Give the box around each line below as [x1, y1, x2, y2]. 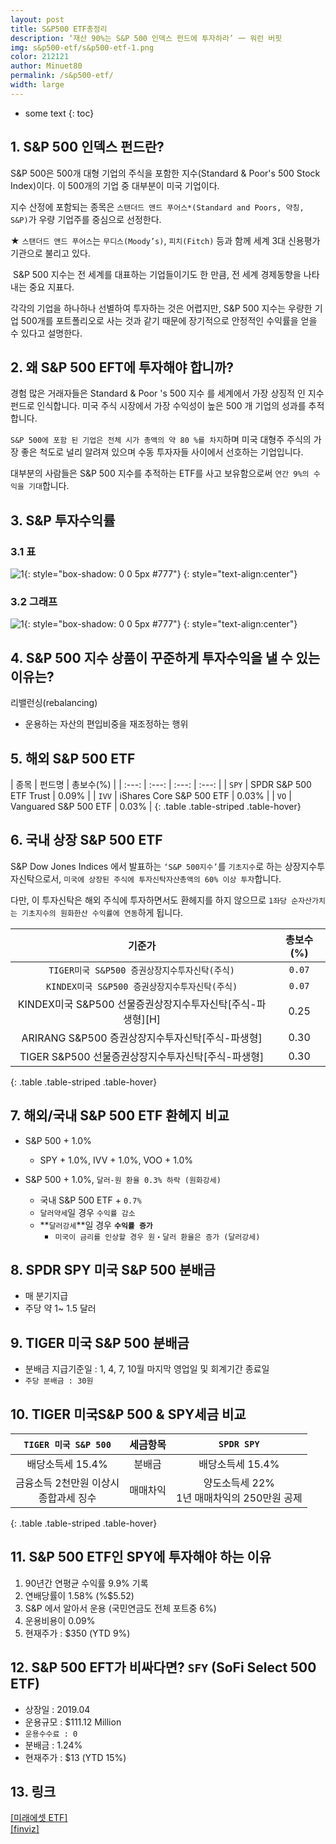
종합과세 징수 [38, 1491, 97, 1505]
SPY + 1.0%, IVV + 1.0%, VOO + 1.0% [39, 1154, 194, 1166]
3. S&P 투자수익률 [10, 512, 116, 529]
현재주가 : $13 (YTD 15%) [24, 1751, 127, 1763]
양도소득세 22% [203, 1476, 276, 1490]
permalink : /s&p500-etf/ [10, 71, 114, 81]
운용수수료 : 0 [24, 1729, 78, 1739]
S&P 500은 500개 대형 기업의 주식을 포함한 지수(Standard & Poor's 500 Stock [10, 167, 321, 179]
